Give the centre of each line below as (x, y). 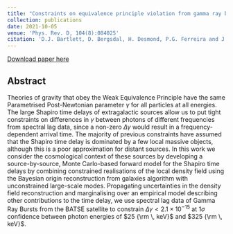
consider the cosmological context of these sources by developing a (105, 156)
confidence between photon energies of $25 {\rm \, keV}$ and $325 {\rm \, (115, 216)
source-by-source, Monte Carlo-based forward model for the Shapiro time (113, 163)
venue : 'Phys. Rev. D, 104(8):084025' (63, 33)
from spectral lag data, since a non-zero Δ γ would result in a (93, 127)
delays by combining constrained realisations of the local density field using (116, 171)
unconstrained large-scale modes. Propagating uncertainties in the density (114, 186)
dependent (23, 134)
